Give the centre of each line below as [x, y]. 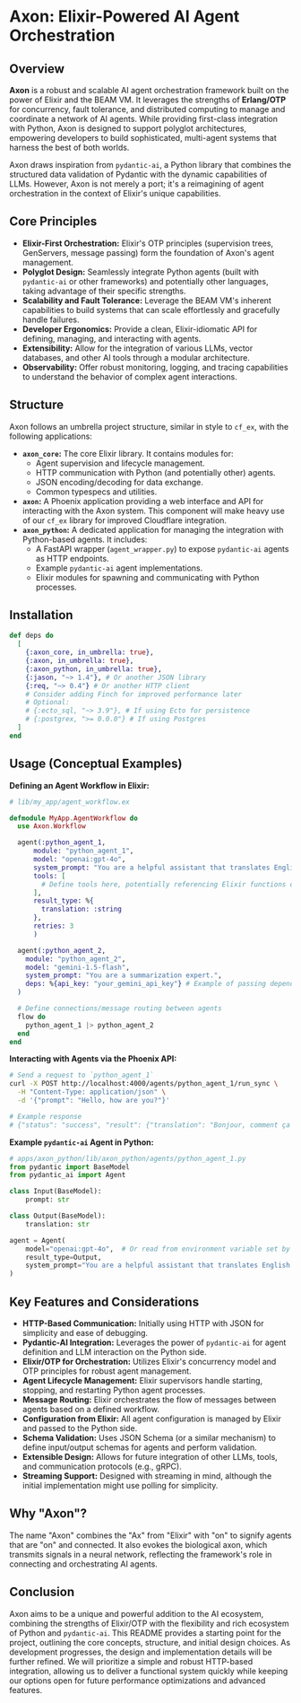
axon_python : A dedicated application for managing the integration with [153, 529]
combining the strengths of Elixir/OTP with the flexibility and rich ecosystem [149, 1623]
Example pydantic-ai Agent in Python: [82, 1142]
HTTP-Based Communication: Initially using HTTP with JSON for [143, 1323]
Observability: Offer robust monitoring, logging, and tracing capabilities [155, 367]
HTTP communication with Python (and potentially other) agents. [155, 472]
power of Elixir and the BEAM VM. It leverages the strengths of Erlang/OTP [148, 100]
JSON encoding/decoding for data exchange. [119, 482]
